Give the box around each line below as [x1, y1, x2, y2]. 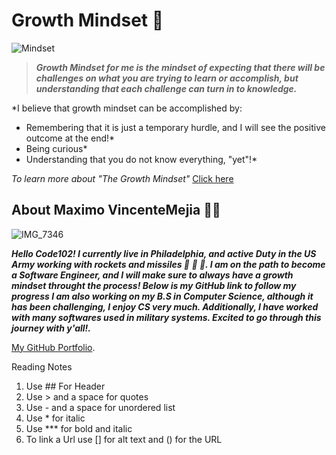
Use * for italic [25, 412, 86, 424]
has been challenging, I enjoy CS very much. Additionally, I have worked [11, 300, 319, 313]
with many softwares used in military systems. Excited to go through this [11, 311, 322, 323]
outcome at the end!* [25, 132, 116, 144]
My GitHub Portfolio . [11, 341, 96, 353]
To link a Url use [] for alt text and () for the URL [25, 433, 223, 445]
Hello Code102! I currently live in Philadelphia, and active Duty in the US [11, 247, 317, 259]
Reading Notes [11, 360, 73, 373]
